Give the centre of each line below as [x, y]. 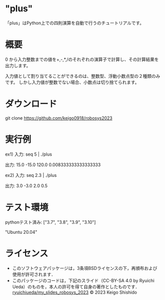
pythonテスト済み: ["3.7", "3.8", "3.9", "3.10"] [50, 222]
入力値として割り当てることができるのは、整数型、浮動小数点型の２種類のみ [83, 76]
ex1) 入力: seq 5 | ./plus [29, 154]
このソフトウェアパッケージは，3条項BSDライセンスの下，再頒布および [85, 268]
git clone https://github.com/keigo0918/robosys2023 [59, 118]
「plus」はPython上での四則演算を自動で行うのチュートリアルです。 [75, 23]
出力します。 [18, 65]
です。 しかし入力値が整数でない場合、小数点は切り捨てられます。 [72, 82]
